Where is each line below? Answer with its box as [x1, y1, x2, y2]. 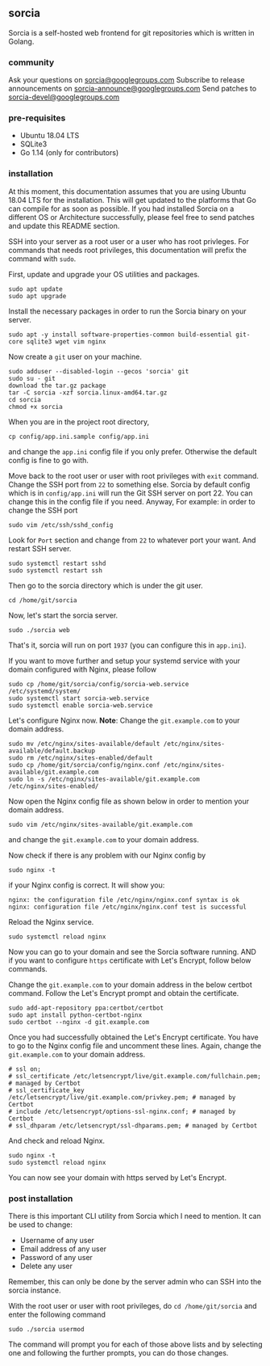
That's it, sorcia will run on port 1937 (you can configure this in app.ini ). [8, 640, 247, 650]
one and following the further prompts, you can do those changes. [8, 1348, 229, 1357]
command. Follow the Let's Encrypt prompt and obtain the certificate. [8, 988, 239, 997]
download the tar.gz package [8, 382, 106, 390]
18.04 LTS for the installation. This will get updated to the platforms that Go [8, 195, 256, 204]
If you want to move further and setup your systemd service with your [8, 656, 240, 665]
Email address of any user [19, 1244, 107, 1254]
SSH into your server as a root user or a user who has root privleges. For [8, 236, 250, 246]
